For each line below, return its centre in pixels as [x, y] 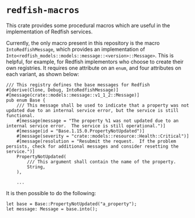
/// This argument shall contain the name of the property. [102, 162]
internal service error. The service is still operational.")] [86, 126]
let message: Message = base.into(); [52, 209]
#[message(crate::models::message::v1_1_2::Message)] [73, 95]
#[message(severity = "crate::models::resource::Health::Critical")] [103, 136]
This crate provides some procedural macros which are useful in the [88, 25]
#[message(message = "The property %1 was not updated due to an [98, 121]
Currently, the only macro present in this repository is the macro [83, 43]
